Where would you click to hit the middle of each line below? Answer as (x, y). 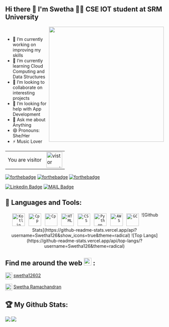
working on (24, 44)
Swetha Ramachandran (37, 287)
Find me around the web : (50, 263)
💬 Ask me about (29, 120)
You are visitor (25, 159)
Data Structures (29, 77)
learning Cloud (28, 66)
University (22, 17)
